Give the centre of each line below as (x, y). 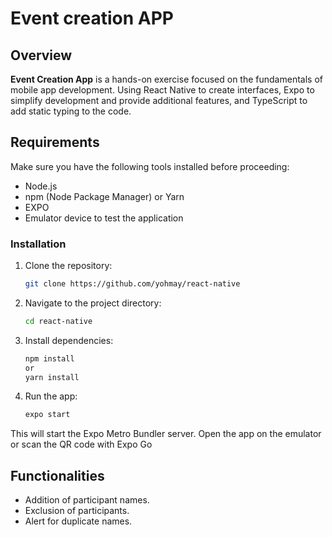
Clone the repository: (68, 266)
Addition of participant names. (87, 500)
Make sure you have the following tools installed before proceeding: (150, 166)
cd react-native (58, 321)
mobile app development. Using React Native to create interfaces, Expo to (162, 90)
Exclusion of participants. (77, 511)
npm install (49, 358)
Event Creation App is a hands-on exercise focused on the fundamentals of (166, 79)
